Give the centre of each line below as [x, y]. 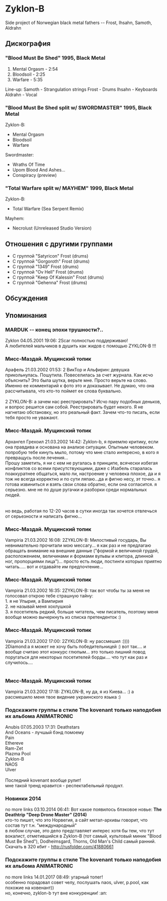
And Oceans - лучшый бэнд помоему [45, 733]
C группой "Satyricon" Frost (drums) [50, 256]
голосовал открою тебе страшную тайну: [49, 596]
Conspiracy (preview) [35, 175]
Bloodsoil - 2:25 [29, 74]
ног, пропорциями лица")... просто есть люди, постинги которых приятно [83, 561]
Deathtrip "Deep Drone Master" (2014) [46, 815]
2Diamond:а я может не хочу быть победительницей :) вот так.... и [76, 646]
